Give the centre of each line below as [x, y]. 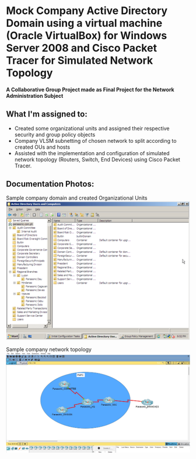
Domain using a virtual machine [84, 23]
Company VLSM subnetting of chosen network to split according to [95, 141]
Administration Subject [35, 95]
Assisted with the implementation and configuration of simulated [92, 153]
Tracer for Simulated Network [80, 61]
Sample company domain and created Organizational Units [77, 198]
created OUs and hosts [42, 147]
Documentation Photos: [50, 184]
